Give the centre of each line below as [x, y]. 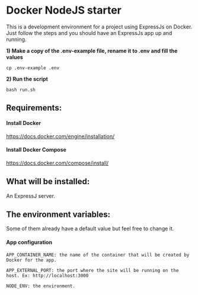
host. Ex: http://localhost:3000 [47, 275]
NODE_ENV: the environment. [41, 286]
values [15, 57]
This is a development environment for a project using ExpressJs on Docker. [99, 27]
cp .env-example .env [33, 68]
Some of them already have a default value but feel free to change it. [90, 229]
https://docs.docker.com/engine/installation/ [60, 136]
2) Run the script [27, 79]
